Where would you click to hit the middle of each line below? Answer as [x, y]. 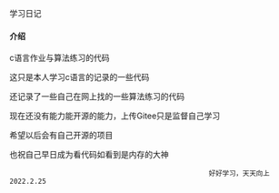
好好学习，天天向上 [239, 174]
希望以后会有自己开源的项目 [61, 136]
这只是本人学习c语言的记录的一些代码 [80, 77]
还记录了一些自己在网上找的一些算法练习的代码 [97, 96]
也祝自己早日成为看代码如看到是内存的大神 [89, 155]
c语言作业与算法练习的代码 [60, 58]
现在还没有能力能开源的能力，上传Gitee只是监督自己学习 [115, 116]
